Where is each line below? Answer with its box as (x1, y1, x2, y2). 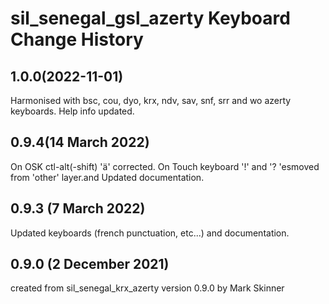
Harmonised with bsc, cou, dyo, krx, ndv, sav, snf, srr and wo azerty (10, 95, 292, 106)
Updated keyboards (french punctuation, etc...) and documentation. (10, 227, 290, 239)
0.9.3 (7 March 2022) (10, 200, 146, 217)
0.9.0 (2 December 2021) (10, 256, 170, 273)
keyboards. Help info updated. (10, 105, 135, 117)
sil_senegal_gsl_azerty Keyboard (10, 7, 291, 30)
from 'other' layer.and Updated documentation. (10, 171, 205, 183)
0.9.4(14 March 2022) (10, 134, 150, 151)
